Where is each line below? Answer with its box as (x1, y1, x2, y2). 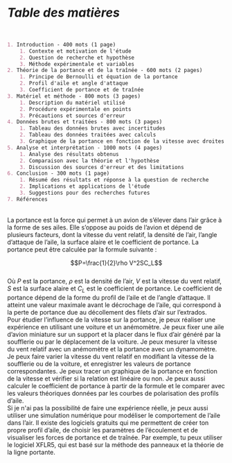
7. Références (7, 195, 48, 202)
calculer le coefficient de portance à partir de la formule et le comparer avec (7, 381, 225, 390)
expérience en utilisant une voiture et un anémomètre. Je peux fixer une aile (7, 322, 224, 331)
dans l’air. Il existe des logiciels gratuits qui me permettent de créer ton (7, 418, 209, 427)
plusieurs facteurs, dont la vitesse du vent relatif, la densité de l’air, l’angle (7, 230, 217, 238)
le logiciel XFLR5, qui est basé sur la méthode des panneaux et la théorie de (7, 440, 224, 448)
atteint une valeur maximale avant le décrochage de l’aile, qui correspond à (7, 300, 222, 309)
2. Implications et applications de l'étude (19, 183, 150, 190)
